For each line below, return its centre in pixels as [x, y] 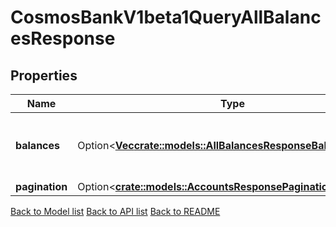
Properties [44, 75]
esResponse [63, 38]
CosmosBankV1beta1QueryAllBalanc [166, 17]
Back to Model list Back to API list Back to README [115, 211]
